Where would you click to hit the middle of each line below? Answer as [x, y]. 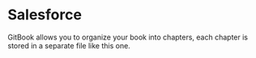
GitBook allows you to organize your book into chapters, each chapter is [128, 37]
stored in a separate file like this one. [69, 45]
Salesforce [45, 15]
